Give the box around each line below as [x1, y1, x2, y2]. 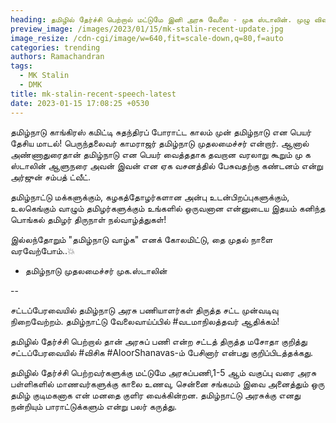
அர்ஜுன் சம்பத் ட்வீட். [10, 171, 92, 183]
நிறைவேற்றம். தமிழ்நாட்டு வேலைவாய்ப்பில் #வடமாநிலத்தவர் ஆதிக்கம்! [10, 315, 280, 327]
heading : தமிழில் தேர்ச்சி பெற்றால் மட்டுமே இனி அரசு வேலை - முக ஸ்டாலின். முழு [10, 14, 310, 25]
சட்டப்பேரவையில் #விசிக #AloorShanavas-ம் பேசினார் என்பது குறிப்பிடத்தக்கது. [10, 346, 314, 358]
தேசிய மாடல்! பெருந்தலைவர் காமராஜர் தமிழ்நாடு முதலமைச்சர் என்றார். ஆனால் [10, 137, 310, 149]
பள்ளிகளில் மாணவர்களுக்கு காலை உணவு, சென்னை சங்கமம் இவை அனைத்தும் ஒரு [10, 377, 325, 390]
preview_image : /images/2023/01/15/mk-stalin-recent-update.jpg [10, 24, 284, 34]
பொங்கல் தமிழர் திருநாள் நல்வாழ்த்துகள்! [10, 213, 167, 225]
